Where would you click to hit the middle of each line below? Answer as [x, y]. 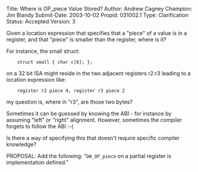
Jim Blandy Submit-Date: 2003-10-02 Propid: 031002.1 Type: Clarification [97, 15]
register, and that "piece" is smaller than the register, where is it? [86, 39]
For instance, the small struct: [43, 51]
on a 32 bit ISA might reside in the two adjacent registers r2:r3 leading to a [98, 73]
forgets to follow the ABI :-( [40, 126]
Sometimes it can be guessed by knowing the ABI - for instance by [89, 113]
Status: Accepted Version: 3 [41, 21]
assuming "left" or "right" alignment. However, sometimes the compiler [94, 120]
